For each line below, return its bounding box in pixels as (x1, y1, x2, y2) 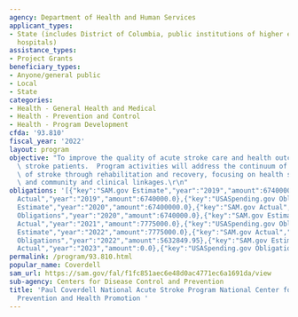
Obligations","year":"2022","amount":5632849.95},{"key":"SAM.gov (17, 236, 268, 245)
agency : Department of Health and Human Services (9, 12, 197, 22)
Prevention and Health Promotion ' (17, 294, 149, 303)
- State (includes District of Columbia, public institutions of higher (9, 29, 284, 38)
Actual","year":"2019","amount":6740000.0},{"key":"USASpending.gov (17, 194, 276, 204)
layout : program (9, 145, 69, 154)
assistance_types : (9, 46, 77, 55)
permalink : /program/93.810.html (9, 252, 133, 262)
